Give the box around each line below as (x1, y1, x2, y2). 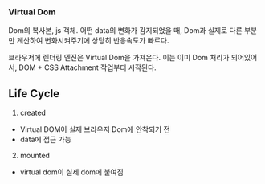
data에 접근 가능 (19, 135, 72, 145)
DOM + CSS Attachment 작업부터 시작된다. (18, 63, 157, 72)
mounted (19, 151, 51, 161)
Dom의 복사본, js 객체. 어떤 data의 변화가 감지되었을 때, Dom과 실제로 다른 (8, 26, 243, 35)
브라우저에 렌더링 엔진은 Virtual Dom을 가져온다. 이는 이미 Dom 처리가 (8, 53, 230, 63)
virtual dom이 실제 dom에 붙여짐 (19, 167, 124, 177)
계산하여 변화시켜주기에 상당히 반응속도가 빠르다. (16, 35, 169, 46)
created (19, 108, 47, 118)
